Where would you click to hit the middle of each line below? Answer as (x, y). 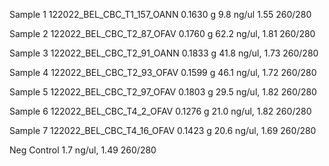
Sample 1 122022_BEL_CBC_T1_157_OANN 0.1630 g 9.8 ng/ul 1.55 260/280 (160, 14)
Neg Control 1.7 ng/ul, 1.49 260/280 (83, 150)
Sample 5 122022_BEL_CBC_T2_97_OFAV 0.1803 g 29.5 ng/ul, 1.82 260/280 (163, 92)
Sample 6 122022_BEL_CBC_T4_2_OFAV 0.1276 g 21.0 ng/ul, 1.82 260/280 (160, 111)
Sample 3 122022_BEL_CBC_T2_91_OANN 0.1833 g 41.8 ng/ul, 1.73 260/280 (164, 53)
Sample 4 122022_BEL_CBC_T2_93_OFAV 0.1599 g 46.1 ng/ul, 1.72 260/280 (163, 72)
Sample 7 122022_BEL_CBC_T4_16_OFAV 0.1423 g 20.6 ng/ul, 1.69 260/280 (163, 130)
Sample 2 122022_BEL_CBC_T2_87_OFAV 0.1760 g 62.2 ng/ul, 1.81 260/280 (162, 33)
